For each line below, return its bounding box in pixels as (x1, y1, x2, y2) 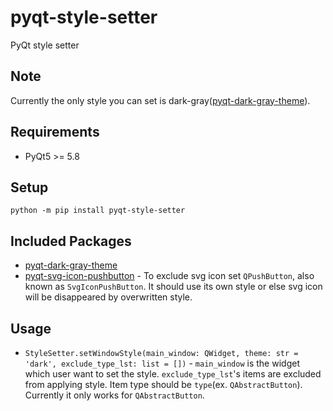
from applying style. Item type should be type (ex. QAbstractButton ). (24, 379, 303, 390)
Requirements (10, 124, 100, 141)
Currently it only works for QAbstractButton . (24, 389, 205, 401)
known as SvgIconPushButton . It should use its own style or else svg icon (24, 281, 323, 293)
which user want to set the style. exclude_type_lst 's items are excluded (24, 368, 322, 380)
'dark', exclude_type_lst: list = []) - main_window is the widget (24, 357, 300, 369)
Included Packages (10, 232, 132, 250)
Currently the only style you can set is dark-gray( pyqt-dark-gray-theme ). (10, 94, 311, 106)
